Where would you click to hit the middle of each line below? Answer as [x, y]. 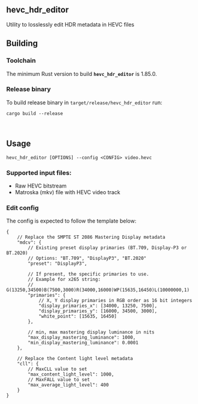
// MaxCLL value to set [57, 369]
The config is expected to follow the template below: [71, 221]
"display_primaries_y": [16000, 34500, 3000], [98, 311]
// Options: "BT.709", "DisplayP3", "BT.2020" [87, 259]
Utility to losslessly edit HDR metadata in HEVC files [70, 24]
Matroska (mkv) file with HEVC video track [67, 192]
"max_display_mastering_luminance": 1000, [82, 338]
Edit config [23, 207]
